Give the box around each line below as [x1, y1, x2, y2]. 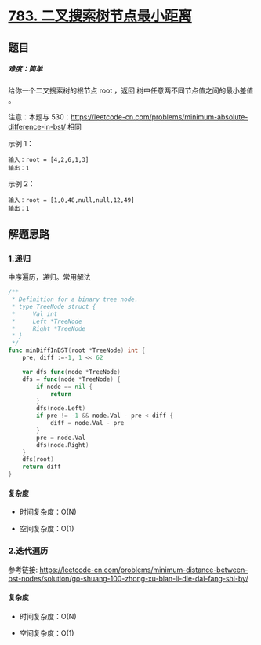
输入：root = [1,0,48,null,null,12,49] [8, 196, 135, 204]
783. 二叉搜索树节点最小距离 [8, 7, 192, 25]
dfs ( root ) [22, 456, 55, 464]
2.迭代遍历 [8, 545, 49, 556]
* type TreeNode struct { [11, 302, 96, 310]
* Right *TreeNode [11, 324, 86, 332]
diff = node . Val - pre [49, 420, 125, 427]
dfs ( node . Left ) [36, 405, 86, 412]
